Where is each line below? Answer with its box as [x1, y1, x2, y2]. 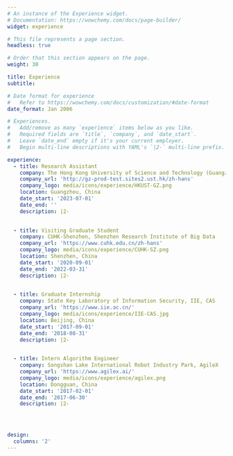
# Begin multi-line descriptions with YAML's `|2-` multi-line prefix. [7, 144, 225, 151]
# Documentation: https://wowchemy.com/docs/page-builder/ [7, 17, 182, 24]
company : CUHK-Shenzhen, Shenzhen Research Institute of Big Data [19, 233, 216, 240]
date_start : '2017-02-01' [19, 387, 95, 394]
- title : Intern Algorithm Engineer [13, 355, 119, 362]
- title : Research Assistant [13, 162, 98, 170]
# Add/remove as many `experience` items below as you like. [7, 124, 194, 132]
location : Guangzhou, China [19, 189, 101, 196]
